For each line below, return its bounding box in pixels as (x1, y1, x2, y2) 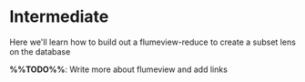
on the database (9, 46, 71, 56)
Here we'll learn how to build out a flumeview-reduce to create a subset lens (9, 36, 296, 47)
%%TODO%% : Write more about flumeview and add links (9, 64, 228, 75)
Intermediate (9, 6, 109, 27)
